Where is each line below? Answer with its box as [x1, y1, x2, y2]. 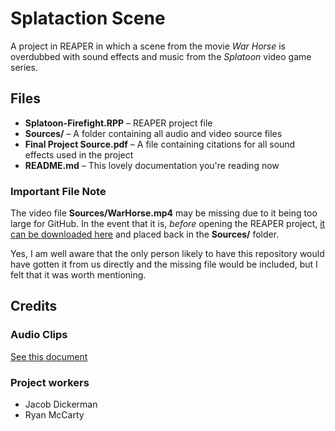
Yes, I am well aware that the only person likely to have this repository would [10, 248, 325, 260]
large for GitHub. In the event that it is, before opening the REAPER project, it [10, 218, 326, 230]
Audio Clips [10, 328, 68, 342]
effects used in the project [24, 148, 134, 161]
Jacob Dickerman [24, 398, 98, 411]
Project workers [10, 375, 90, 389]
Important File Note [10, 184, 107, 198]
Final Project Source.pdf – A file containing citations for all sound [24, 138, 296, 150]
